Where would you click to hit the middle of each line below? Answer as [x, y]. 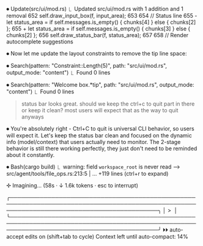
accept [15, 237]
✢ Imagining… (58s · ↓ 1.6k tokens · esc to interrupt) [72, 185]
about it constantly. [31, 155]
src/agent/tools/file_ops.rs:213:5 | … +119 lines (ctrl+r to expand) [87, 174]
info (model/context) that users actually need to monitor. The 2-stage [94, 142]
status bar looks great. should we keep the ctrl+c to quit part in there [108, 104]
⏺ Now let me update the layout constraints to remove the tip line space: [97, 53]
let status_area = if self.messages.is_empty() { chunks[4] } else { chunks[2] [101, 22]
